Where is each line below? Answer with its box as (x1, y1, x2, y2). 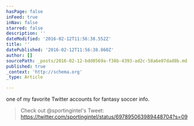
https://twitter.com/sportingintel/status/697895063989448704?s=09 (20, 113, 188, 121)
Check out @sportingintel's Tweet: (20, 107, 104, 114)
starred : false (6, 25, 43, 31)
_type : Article (6, 74, 43, 80)
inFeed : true (6, 14, 38, 20)
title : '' (6, 42, 30, 48)
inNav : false (6, 19, 38, 25)
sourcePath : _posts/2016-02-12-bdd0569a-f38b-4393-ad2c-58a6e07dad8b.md (6, 58, 188, 64)
